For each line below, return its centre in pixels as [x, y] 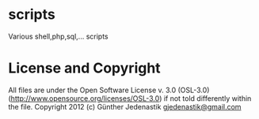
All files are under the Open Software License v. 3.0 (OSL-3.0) [109, 90]
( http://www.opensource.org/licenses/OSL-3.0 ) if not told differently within [130, 98]
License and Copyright [84, 68]
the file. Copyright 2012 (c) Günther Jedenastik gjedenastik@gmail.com [125, 106]
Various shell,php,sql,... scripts [58, 36]
